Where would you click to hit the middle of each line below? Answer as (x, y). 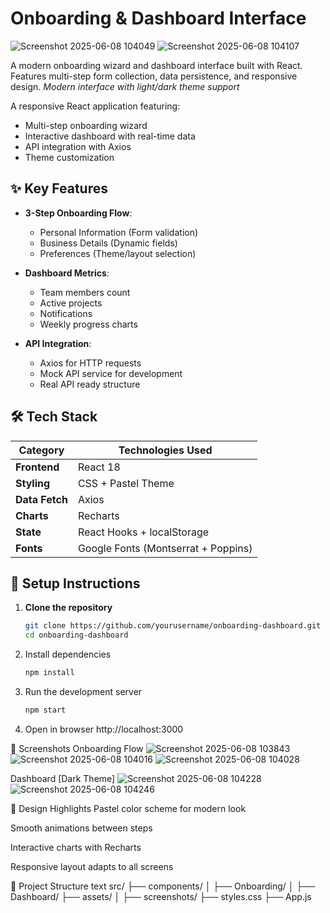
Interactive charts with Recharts (76, 847)
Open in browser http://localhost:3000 (104, 729)
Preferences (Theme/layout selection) (118, 253)
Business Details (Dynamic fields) (108, 243)
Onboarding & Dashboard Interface (158, 18)
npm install (49, 673)
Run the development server (83, 691)
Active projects (71, 303)
